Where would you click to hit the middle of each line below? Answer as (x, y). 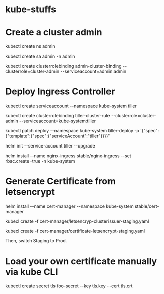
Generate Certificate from (61, 182)
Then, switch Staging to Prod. (36, 241)
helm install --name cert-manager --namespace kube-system (69, 206)
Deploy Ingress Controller (60, 92)
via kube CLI (32, 272)
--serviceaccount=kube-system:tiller (58, 121)
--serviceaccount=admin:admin (93, 71)
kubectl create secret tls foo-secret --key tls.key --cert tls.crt (69, 286)
